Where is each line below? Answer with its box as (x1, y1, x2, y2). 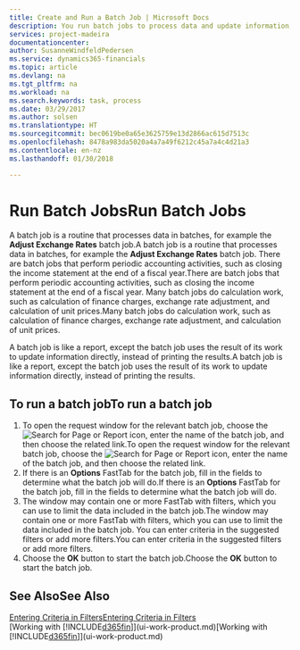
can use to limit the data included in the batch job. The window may (21, 505, 270, 516)
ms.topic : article (9, 63, 78, 72)
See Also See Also (9, 588, 110, 604)
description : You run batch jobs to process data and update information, (9, 21, 294, 30)
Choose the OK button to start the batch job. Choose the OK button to (21, 553, 278, 563)
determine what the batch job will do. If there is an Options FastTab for (21, 477, 281, 487)
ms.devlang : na (9, 71, 66, 80)
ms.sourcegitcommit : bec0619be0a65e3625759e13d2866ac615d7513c (9, 129, 250, 138)
